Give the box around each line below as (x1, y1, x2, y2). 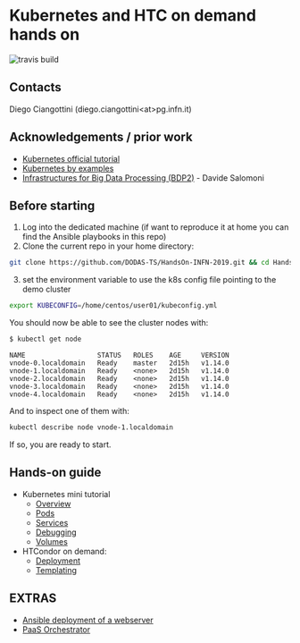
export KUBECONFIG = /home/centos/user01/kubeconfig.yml (9, 301, 218, 310)
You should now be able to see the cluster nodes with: (9, 317, 209, 328)
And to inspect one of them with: (9, 406, 129, 416)
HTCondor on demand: (21, 546, 107, 556)
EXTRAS (9, 591, 57, 606)
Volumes (35, 536, 69, 546)
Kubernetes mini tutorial (21, 488, 111, 499)
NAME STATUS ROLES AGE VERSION (9, 351, 229, 360)
